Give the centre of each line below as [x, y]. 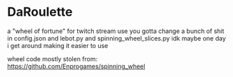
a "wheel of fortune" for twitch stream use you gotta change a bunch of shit [116, 31]
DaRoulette [40, 12]
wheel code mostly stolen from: [53, 58]
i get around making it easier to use [58, 45]
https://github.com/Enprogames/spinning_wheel [76, 66]
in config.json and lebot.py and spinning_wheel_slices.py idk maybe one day [116, 38]
